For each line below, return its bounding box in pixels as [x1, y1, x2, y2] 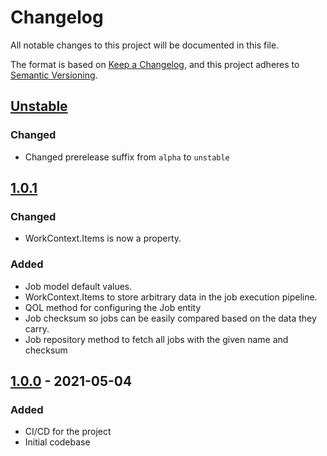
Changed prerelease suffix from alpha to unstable [24, 151, 230, 163]
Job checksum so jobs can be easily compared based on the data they [24, 312, 317, 324]
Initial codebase [24, 436, 91, 448]
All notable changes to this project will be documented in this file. [10, 39, 280, 51]
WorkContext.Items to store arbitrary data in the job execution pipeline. [24, 291, 318, 303]
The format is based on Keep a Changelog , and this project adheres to [10, 58, 300, 70]
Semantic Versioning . [10, 69, 98, 81]
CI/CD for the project [24, 426, 112, 438]
